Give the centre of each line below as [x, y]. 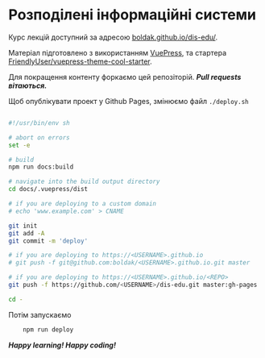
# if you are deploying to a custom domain [83, 204]
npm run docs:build [41, 167]
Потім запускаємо [40, 314]
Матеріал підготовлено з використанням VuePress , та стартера [118, 52]
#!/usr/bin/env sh [39, 123]
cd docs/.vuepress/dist [48, 189]
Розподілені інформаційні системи [132, 15]
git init [23, 226]
